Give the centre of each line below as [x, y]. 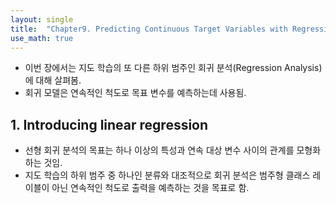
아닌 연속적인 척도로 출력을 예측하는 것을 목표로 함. [150, 188]
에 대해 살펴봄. [53, 80]
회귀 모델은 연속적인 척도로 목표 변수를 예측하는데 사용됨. [135, 93]
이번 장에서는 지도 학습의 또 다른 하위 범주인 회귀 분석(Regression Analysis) [173, 68]
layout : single [42, 19]
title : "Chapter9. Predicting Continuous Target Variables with [149, 29]
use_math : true [42, 38]
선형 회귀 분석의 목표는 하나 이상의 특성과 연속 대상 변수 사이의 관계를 [159, 150]
